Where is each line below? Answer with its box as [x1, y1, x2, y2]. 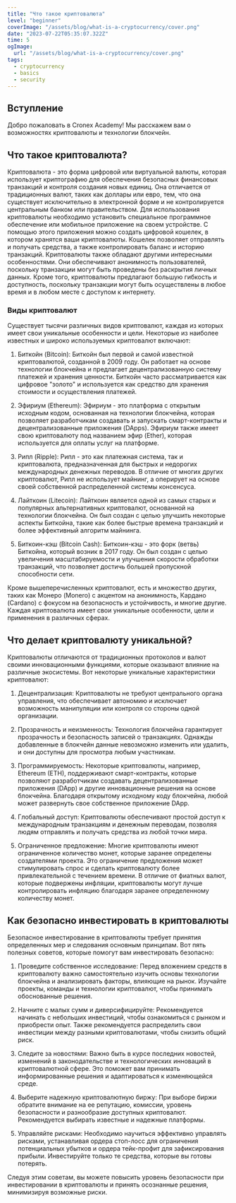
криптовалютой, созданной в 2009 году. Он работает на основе [17, 357, 211, 366]
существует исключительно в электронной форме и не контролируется [7, 198, 224, 206]
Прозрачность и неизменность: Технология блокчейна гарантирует [17, 725, 223, 734]
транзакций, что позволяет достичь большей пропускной [17, 562, 192, 571]
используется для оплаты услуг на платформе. [17, 439, 160, 447]
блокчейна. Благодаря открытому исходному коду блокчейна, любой [17, 792, 228, 800]
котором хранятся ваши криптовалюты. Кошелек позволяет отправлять [7, 235, 225, 244]
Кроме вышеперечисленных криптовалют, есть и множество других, [7, 583, 217, 592]
